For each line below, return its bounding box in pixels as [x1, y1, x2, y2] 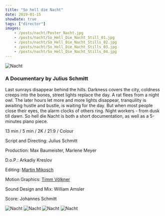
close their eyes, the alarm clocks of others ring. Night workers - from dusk [5, 108, 160, 114]
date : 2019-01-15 [5, 12, 41, 17]
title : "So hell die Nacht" [5, 7, 64, 12]
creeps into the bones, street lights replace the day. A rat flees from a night [5, 92, 160, 98]
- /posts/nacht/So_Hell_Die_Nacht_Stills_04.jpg [14, 49, 117, 54]
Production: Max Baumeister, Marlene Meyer [5, 147, 97, 153]
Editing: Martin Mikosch [5, 167, 54, 173]
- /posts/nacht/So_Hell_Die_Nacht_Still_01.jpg [14, 35, 115, 40]
